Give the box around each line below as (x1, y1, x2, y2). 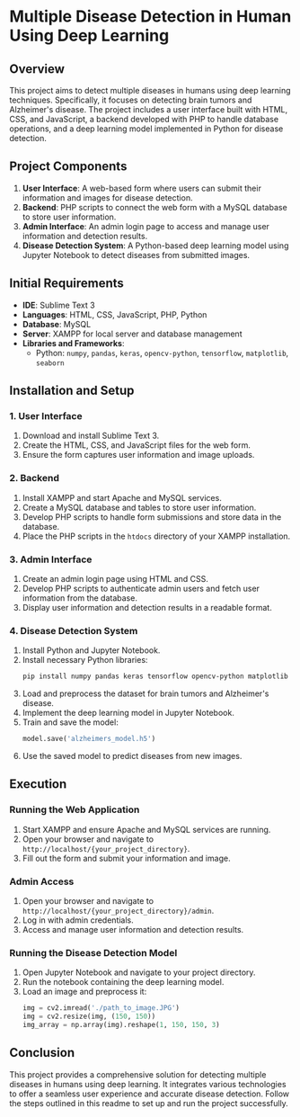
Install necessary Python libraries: (22, 655, 148, 666)
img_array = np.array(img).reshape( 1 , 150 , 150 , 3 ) (22, 1020, 220, 1029)
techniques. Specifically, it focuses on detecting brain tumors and (9, 94, 252, 105)
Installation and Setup (9, 383, 135, 398)
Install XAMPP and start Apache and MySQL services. (22, 492, 222, 503)
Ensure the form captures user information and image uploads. (22, 450, 255, 460)
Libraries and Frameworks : (22, 337, 125, 348)
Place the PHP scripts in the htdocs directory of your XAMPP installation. (22, 531, 291, 541)
